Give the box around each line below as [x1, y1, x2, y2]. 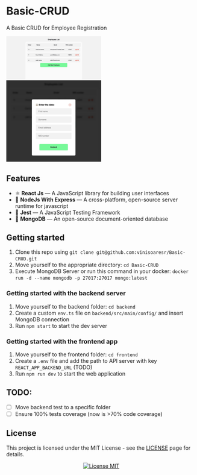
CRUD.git [14, 256, 37, 262]
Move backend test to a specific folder [14, 403, 111, 411]
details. [6, 450, 25, 458]
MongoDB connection [14, 315, 70, 323]
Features [6, 174, 40, 184]
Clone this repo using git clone [14, 248, 95, 256]
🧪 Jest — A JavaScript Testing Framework [14, 209, 120, 216]
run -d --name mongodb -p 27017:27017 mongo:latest [14, 275, 148, 282]
